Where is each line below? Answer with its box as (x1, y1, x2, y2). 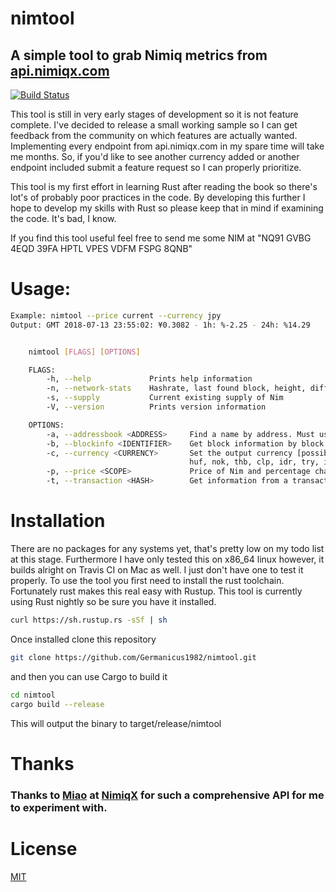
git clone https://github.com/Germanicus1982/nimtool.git (10, 652, 257, 662)
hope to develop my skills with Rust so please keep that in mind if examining (10, 202, 324, 214)
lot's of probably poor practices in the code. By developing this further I (10, 192, 306, 203)
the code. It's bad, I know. (10, 213, 117, 224)
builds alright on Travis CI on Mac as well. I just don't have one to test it (10, 564, 304, 576)
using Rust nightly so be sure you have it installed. (10, 596, 217, 607)
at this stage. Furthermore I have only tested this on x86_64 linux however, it (10, 553, 325, 565)
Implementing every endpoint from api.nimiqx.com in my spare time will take (10, 140, 325, 152)
